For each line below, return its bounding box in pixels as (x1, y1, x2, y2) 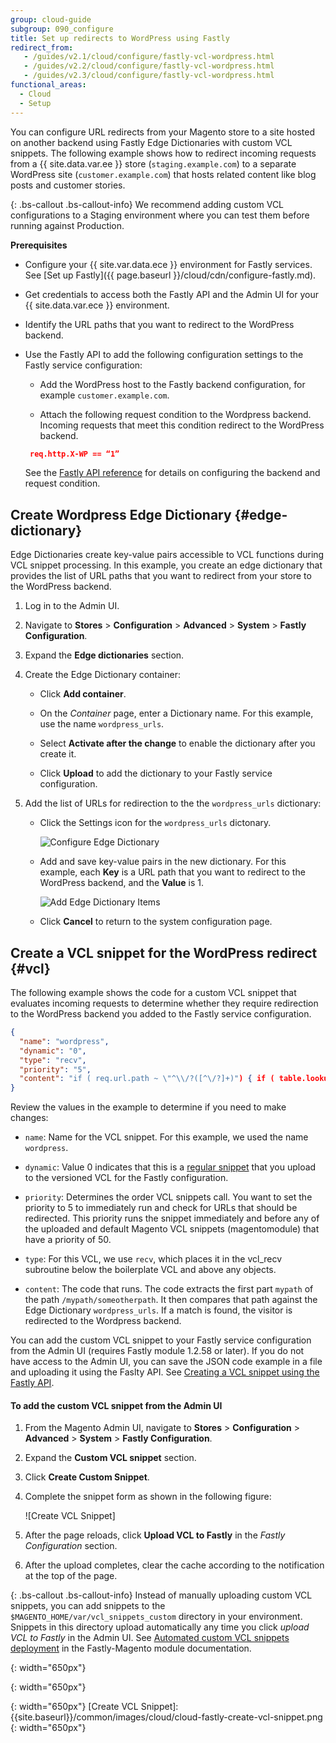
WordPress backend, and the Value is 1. (39, 877, 205, 889)
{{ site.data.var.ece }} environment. (24, 299, 170, 311)
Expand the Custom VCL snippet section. (24, 1452, 197, 1464)
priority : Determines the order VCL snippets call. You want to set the (24, 1191, 313, 1203)
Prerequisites (10, 239, 68, 251)
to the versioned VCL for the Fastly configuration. (24, 1172, 229, 1184)
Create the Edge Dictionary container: (24, 669, 181, 681)
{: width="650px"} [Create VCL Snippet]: (10, 1701, 179, 1713)
